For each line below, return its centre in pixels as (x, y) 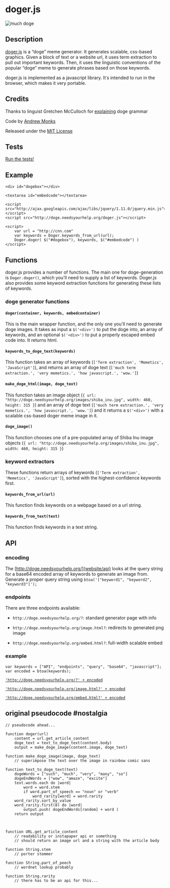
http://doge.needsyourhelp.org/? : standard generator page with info (84, 618)
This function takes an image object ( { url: (51, 395)
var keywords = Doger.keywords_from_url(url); (64, 236)
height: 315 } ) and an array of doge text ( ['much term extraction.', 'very (84, 405)
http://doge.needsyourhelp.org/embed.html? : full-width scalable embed (88, 643)
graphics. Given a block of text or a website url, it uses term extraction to (81, 57)
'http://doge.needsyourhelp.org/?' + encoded (54, 680)
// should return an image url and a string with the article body (87, 841)
